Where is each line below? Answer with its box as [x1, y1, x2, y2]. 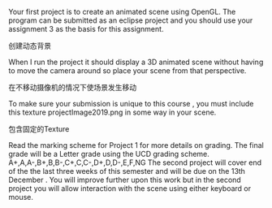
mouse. [8, 193, 34, 201]
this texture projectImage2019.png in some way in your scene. [8, 107, 217, 117]
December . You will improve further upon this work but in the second [8, 175, 241, 184]
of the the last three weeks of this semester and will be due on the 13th [8, 167, 246, 175]
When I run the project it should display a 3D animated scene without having [8, 57, 264, 67]
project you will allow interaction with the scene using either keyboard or [8, 184, 252, 193]
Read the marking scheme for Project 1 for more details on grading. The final [8, 141, 264, 149]
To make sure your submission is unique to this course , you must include [8, 99, 254, 108]
